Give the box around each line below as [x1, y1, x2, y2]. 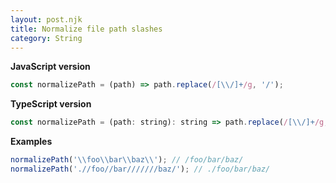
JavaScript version [10, 61, 91, 73]
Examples [10, 136, 53, 148]
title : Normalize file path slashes [10, 24, 163, 34]
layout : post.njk [10, 14, 83, 25]
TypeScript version [10, 98, 92, 110]
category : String [10, 33, 83, 43]
